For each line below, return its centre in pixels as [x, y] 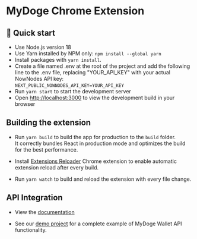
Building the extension [48, 123]
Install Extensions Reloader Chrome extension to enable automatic [96, 161]
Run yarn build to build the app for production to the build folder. [95, 137]
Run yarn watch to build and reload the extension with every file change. [103, 179]
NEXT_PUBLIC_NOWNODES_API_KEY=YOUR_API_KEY [69, 86]
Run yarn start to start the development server [73, 91]
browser [25, 104]
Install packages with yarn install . [58, 60]
